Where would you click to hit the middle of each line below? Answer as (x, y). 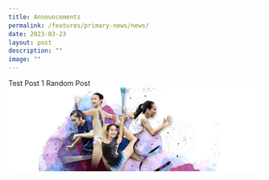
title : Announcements (45, 17)
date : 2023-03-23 (37, 34)
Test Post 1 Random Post (50, 83)
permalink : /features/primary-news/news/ (79, 25)
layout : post (30, 43)
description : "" (35, 51)
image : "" (25, 59)
